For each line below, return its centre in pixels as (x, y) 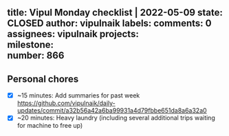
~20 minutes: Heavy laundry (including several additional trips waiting (116, 118)
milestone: (30, 45)
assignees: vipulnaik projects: (73, 34)
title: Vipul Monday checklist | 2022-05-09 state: (115, 13)
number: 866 (36, 56)
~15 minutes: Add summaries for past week (78, 95)
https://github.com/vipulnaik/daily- (66, 103)
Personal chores (43, 79)
